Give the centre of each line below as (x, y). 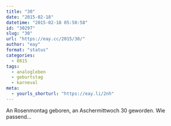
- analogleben (28, 72)
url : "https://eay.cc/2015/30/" (46, 39)
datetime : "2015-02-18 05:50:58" (47, 22)
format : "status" (27, 50)
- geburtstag (27, 77)
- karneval (25, 83)
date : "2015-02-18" (30, 17)
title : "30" (21, 11)
